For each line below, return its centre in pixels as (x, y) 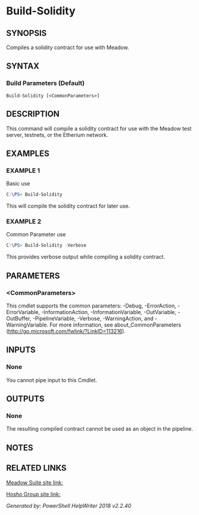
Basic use (18, 184)
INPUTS (21, 350)
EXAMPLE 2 (24, 221)
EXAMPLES (28, 153)
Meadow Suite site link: (35, 482)
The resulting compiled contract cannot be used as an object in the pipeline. (100, 429)
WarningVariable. (27, 325)
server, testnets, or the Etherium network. (57, 135)
